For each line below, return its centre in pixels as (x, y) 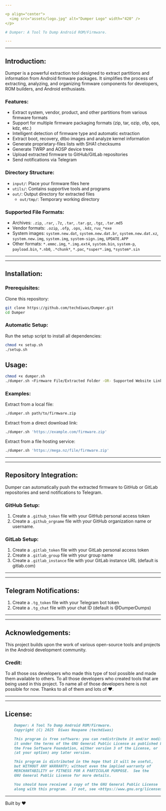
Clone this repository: (27, 299)
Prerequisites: (22, 288)
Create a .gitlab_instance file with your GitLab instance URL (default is (85, 561)
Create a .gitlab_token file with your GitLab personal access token (81, 550)
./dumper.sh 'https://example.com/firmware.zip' (56, 432)
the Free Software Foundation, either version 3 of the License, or (86, 748)
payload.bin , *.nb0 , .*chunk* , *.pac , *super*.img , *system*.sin (76, 249)
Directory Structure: (30, 173)
